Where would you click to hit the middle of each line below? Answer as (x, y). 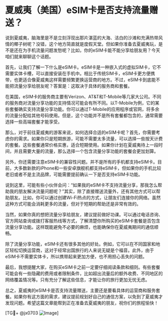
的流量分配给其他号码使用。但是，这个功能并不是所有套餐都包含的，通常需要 (84, 115)
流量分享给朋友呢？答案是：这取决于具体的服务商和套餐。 (73, 86)
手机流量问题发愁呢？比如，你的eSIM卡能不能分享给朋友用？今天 (93, 50)
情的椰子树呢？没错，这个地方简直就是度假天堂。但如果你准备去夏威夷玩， (82, 44)
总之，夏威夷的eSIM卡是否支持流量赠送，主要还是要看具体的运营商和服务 (80, 290)
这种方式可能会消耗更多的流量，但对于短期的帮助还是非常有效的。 (73, 204)
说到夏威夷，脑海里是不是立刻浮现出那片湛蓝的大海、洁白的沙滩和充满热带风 (84, 38)
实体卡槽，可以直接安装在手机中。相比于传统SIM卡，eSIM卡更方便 (82, 73)
